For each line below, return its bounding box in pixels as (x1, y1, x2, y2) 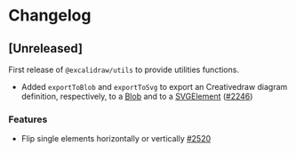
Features (8, 113, 48, 125)
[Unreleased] (8, 41, 84, 56)
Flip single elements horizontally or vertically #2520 (20, 133, 212, 144)
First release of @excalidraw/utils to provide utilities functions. (8, 64, 239, 75)
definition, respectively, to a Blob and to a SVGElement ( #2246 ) (20, 91, 253, 101)
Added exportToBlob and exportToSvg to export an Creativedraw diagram (20, 82, 288, 92)
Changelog (8, 5, 92, 26)
